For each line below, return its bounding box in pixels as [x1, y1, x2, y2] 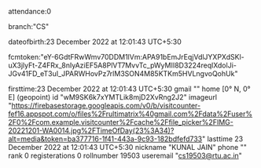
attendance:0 [8, 7, 52, 16]
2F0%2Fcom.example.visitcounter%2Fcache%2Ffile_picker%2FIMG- [8, 118, 233, 126]
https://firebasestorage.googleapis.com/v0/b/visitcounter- [11, 101, 201, 110]
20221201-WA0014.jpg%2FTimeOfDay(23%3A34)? [8, 126, 175, 135]
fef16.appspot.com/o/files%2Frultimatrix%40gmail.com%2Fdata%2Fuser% [8, 109, 253, 119]
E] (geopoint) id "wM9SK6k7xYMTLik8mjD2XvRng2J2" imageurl [8, 93, 218, 101]
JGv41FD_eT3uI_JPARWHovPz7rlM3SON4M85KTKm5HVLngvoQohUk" [8, 69, 238, 78]
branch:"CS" [8, 22, 50, 31]
